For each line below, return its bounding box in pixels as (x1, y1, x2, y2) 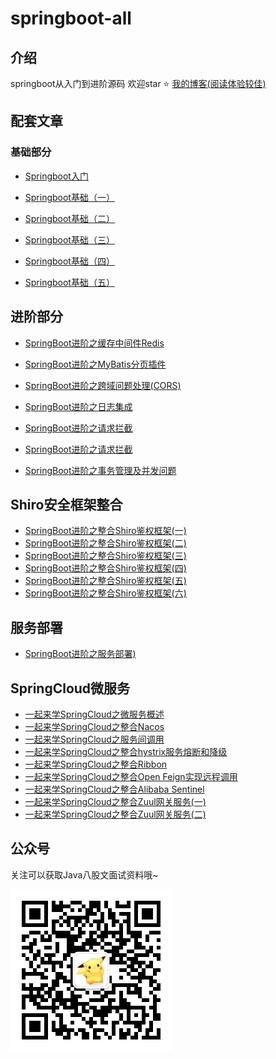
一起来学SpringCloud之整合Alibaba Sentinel (24, 783, 205, 795)
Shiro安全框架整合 (10, 496, 123, 513)
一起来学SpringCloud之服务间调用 (24, 733, 165, 745)
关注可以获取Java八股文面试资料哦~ (10, 868, 159, 881)
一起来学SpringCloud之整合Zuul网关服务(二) (24, 808, 207, 820)
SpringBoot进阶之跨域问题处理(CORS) (24, 379, 182, 391)
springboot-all (10, 7, 132, 30)
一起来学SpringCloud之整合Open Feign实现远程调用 (24, 770, 238, 782)
